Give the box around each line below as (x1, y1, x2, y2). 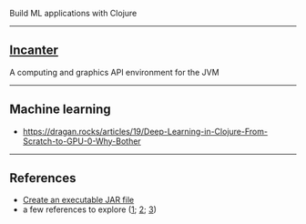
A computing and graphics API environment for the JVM (9, 66, 220, 77)
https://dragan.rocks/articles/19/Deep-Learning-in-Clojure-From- (22, 126, 269, 137)
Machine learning (9, 102, 111, 117)
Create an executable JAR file (22, 195, 135, 206)
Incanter (9, 43, 59, 58)
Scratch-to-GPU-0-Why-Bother (22, 136, 141, 147)
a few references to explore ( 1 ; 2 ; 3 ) (22, 204, 157, 215)
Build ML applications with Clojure (9, 8, 138, 18)
